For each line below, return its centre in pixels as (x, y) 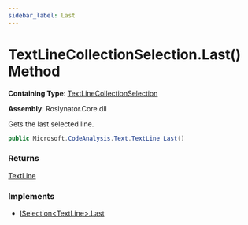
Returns (24, 159)
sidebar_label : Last (42, 15)
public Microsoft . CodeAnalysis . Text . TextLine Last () (96, 138)
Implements (31, 196)
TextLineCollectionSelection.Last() (125, 54)
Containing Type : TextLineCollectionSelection (83, 93)
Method (34, 71)
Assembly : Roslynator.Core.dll (58, 108)
